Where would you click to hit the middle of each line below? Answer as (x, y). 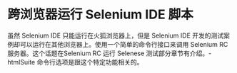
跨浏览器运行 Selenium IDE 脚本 (101, 15)
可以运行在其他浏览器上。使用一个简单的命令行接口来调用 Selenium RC (124, 44)
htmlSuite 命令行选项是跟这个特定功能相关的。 (75, 62)
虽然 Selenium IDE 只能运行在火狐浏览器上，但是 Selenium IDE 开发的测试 (115, 35)
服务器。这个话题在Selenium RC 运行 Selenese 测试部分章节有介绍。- (110, 53)
